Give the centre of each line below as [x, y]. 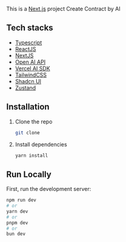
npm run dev [21, 200]
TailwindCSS [31, 75]
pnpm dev [17, 223]
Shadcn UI [28, 81]
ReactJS [25, 49]
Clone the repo [34, 122]
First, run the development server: [49, 189]
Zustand [25, 88]
